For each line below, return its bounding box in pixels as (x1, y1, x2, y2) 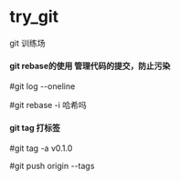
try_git (9, 6, 59, 27)
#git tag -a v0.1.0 (9, 143, 73, 154)
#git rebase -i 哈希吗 (9, 100, 87, 111)
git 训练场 (9, 37, 46, 48)
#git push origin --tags (9, 161, 95, 172)
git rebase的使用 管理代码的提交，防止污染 (9, 60, 171, 71)
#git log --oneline (9, 81, 76, 92)
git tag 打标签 (9, 122, 61, 133)
